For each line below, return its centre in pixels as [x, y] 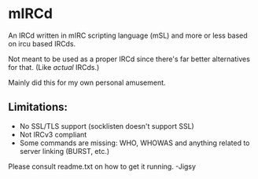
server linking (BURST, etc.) [64, 151]
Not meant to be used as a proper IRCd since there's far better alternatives [129, 59]
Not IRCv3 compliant [53, 134]
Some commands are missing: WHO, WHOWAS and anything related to [135, 143]
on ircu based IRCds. [42, 43]
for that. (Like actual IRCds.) [54, 67]
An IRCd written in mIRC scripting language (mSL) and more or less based [128, 35]
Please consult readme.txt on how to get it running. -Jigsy [102, 166]
